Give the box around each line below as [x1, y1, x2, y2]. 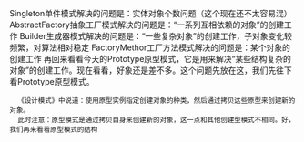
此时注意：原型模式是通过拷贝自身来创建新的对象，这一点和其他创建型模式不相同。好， [17, 116, 296, 125]
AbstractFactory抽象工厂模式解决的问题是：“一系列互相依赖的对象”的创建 [9, 19, 285, 30]
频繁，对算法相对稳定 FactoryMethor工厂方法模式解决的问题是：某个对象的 [9, 42, 291, 53]
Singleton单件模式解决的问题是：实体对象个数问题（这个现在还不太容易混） [9, 8, 292, 18]
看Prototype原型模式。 [9, 76, 95, 86]
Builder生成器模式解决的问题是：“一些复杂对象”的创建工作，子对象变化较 [19, 31, 293, 41]
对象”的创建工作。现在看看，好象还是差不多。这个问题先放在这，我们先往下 [9, 65, 293, 76]
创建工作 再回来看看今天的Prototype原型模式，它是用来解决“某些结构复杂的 [9, 54, 291, 64]
